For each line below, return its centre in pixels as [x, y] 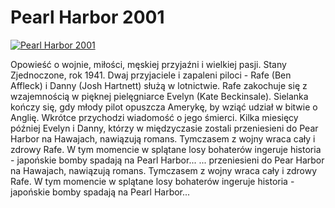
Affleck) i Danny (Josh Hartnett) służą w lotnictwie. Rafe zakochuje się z [159, 85]
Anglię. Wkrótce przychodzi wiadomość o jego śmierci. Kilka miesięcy [154, 117]
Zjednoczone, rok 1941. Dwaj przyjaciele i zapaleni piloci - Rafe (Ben [151, 75]
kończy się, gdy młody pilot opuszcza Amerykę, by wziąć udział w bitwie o [164, 107]
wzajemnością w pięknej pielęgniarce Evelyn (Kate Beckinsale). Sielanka [159, 96]
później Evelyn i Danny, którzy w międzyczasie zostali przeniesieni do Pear [164, 128]
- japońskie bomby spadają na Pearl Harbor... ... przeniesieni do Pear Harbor [167, 160]
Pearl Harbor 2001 [87, 17]
